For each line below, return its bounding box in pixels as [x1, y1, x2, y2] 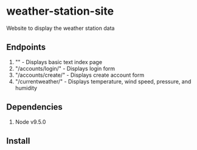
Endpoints [6, 42, 46, 52]
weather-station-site [6, 4, 114, 18]
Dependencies [6, 102, 63, 112]
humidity [15, 84, 38, 91]
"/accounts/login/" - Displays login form [15, 65, 116, 72]
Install [6, 135, 30, 146]
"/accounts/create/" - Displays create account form [15, 71, 145, 79]
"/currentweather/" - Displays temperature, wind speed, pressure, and [15, 77, 192, 85]
